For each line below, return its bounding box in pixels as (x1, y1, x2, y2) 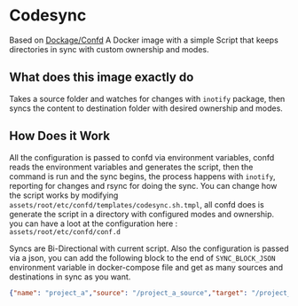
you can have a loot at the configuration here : (9, 218, 178, 229)
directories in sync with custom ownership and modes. (9, 43, 210, 54)
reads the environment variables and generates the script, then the (9, 161, 254, 172)
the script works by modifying (9, 190, 119, 200)
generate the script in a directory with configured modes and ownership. (9, 208, 275, 219)
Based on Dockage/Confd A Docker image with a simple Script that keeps (9, 35, 279, 45)
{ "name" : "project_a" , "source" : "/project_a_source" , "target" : (9, 288, 248, 297)
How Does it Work (9, 129, 111, 144)
